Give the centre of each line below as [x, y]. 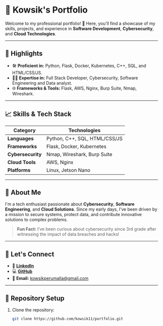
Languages [21, 138]
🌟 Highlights [24, 54]
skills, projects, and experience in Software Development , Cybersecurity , [80, 28]
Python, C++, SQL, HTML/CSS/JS [84, 138]
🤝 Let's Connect [30, 254]
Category [24, 130]
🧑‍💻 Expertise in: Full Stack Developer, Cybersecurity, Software [75, 78]
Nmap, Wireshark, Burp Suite [79, 154]
